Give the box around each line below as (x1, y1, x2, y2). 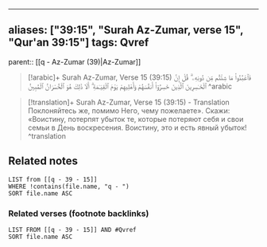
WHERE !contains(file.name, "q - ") (8, 182, 130, 190)
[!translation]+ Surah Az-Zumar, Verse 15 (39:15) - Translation (27, 97, 230, 107)
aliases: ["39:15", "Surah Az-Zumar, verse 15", (8, 23, 244, 37)
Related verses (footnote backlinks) (8, 208, 149, 219)
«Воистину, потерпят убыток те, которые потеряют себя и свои (27, 114, 244, 123)
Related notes (8, 155, 78, 168)
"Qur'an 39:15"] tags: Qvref (8, 36, 149, 49)
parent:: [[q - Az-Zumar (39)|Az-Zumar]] (8, 57, 141, 66)
